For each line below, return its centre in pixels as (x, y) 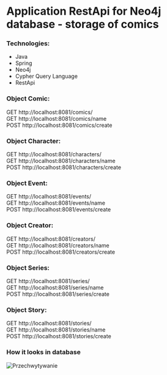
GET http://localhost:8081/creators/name (58, 245)
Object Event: (27, 183)
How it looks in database (43, 352)
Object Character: (34, 141)
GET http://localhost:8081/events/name (56, 203)
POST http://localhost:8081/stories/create (59, 336)
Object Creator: (30, 225)
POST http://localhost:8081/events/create (59, 210)
